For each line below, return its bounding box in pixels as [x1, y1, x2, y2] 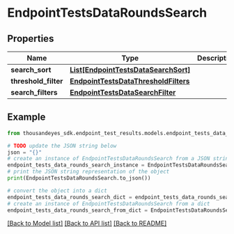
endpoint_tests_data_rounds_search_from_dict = [7, 207, 148, 214]
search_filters [10, 88, 58, 97]
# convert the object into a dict [7, 187, 108, 194]
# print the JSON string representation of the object [7, 169, 170, 175]
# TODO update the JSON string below [7, 142, 117, 149]
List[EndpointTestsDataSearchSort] [69, 65, 191, 75]
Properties [7, 33, 54, 45]
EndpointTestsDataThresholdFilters [69, 77, 190, 86]
